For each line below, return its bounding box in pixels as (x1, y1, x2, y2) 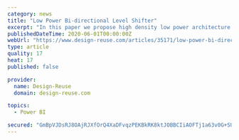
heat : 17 (7, 57, 33, 64)
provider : (7, 76, 37, 83)
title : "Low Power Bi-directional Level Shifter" (7, 17, 158, 24)
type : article (7, 43, 50, 50)
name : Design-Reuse (14, 82, 72, 90)
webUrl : (7, 37, 31, 44)
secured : (7, 122, 33, 129)
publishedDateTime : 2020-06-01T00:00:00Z (7, 30, 132, 38)
